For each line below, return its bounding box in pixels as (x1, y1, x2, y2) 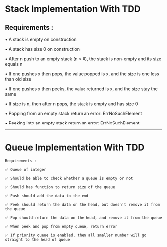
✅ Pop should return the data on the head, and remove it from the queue (5, 215, 163, 220)
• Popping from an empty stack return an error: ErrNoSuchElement (5, 111, 142, 116)
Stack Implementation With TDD (5, 3, 141, 15)
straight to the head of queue (5, 237, 70, 242)
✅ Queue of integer (5, 167, 46, 172)
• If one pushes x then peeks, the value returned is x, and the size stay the (5, 86, 158, 92)
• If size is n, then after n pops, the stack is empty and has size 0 (5, 101, 138, 107)
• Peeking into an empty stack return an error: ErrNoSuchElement (5, 120, 140, 125)
